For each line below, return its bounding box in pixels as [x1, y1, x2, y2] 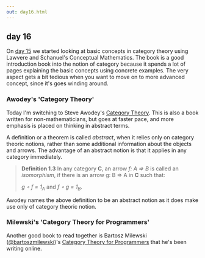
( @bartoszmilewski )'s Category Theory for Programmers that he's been [6, 238, 187, 245]
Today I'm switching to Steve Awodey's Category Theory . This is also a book [6, 109, 199, 116]
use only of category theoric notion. [6, 203, 96, 210]
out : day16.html [6, 9, 48, 15]
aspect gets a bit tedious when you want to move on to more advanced [6, 74, 185, 81]
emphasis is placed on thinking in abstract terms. [6, 122, 130, 129]
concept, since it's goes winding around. [6, 80, 109, 87]
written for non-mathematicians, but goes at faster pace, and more [6, 115, 174, 122]
